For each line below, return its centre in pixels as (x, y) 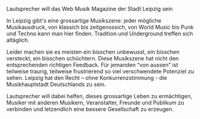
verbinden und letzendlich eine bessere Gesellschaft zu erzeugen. (90, 109)
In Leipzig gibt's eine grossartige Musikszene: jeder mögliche (84, 20)
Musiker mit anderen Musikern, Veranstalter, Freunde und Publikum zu (95, 103)
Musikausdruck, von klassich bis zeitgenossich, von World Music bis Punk (100, 27)
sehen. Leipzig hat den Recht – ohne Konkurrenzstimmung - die (87, 78)
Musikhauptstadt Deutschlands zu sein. (56, 84)
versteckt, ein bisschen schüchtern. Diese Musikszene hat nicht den (93, 58)
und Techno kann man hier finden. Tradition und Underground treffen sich (100, 34)
